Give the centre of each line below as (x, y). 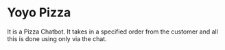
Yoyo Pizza (39, 13)
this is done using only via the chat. (57, 38)
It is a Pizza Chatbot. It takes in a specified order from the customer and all (113, 32)
